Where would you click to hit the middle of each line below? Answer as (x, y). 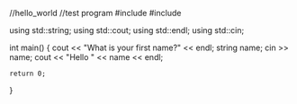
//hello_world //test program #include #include (95, 13)
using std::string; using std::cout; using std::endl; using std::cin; (127, 30)
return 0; (28, 74)
